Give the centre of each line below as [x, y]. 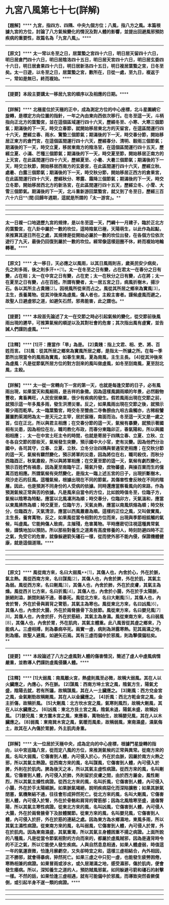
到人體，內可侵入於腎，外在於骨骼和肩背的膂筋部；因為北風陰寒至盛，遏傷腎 [84, 800]
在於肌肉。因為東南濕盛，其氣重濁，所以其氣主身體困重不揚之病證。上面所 [82, 832]
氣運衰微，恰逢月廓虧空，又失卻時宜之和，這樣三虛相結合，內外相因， [91, 851]
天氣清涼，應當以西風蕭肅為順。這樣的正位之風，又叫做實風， [100, 511]
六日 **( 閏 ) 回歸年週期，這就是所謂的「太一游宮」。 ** [67, 198]
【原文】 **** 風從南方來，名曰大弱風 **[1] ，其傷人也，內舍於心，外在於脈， [84, 572]
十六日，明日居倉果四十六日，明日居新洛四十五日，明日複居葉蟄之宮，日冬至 [84, 66]
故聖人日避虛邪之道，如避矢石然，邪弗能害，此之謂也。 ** [65, 301]
